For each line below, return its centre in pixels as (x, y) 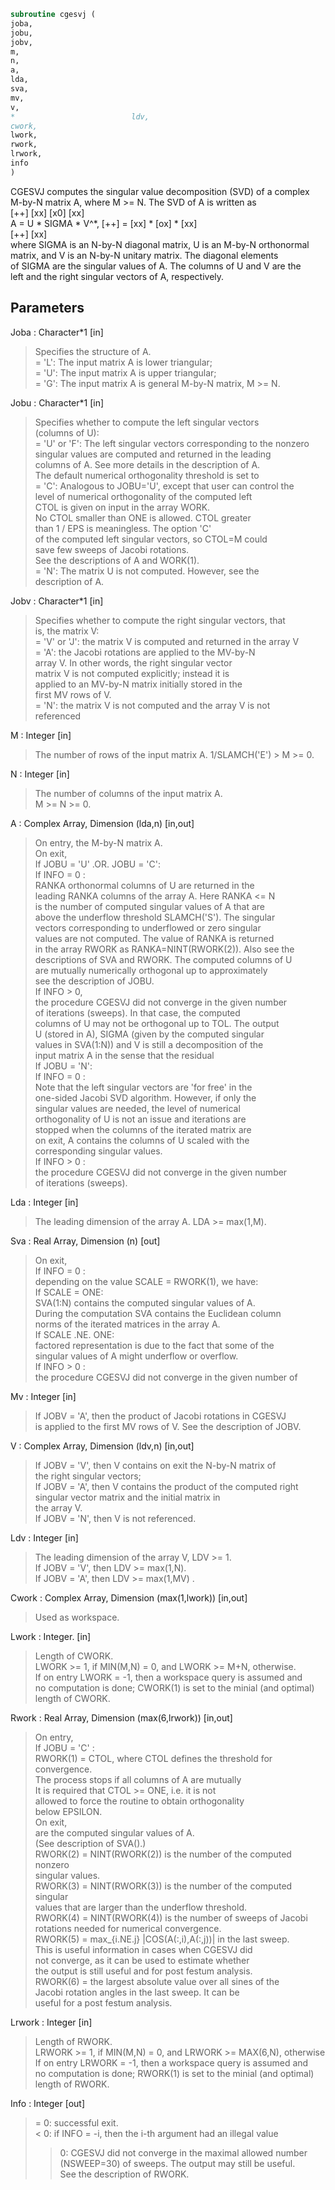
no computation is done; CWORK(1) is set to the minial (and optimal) (174, 1687)
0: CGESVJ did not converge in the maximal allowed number (183, 2152)
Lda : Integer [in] (44, 1202)
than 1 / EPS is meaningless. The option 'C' (123, 528)
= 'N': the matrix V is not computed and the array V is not (152, 705)
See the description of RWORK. (124, 2174)
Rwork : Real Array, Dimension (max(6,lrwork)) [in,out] (121, 1717)
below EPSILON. (68, 1811)
